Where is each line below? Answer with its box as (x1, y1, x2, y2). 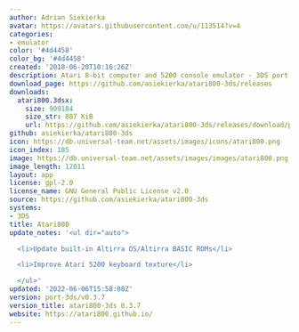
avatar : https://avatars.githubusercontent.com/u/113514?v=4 (9, 21, 241, 30)
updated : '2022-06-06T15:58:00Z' (9, 285, 133, 294)
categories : (9, 29, 53, 38)
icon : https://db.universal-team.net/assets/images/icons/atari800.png (9, 137, 280, 146)
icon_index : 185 (9, 145, 69, 154)
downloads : (9, 87, 50, 96)
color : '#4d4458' (9, 46, 74, 55)
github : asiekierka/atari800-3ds (9, 129, 133, 138)
